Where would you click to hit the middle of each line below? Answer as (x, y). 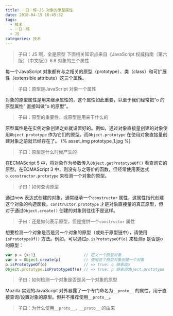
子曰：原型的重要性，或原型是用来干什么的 (63, 117)
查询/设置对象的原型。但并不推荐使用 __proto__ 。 (62, 297)
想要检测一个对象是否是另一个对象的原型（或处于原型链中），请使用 (76, 232)
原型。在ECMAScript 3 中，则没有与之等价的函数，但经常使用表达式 (77, 169)
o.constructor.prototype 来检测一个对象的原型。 (57, 175)
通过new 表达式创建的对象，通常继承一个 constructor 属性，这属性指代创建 (85, 197)
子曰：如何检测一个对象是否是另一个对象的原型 (67, 280)
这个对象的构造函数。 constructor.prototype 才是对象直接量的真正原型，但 (84, 204)
